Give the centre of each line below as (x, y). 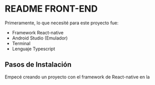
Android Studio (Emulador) (40, 38)
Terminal (21, 43)
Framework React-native (38, 32)
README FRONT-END (51, 9)
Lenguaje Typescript (33, 49)
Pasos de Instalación (38, 65)
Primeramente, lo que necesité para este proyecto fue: (62, 23)
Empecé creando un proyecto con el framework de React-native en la (77, 77)
